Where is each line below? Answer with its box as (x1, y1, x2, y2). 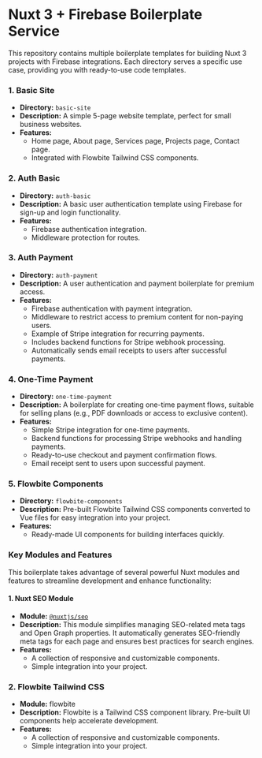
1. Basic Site (8, 84, 55, 95)
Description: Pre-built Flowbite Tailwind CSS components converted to (19, 505, 251, 514)
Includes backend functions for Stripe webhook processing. (31, 337, 226, 346)
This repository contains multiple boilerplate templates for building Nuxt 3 (8, 48, 247, 58)
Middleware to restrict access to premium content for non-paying (31, 312, 244, 321)
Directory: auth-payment (19, 270, 98, 279)
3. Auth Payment (8, 252, 73, 263)
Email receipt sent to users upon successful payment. (31, 459, 206, 469)
